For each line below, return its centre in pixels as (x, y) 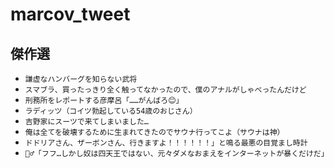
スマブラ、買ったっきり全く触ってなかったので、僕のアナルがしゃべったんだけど (165, 90)
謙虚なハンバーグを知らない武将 (81, 79)
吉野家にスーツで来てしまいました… (86, 122)
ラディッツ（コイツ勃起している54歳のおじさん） (111, 111)
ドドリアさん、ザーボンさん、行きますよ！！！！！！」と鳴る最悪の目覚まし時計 (166, 143)
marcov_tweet (70, 14)
